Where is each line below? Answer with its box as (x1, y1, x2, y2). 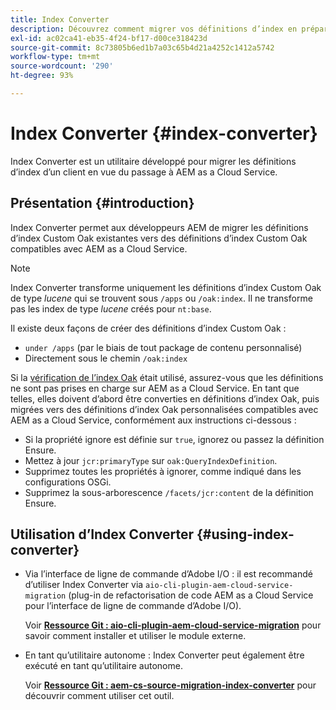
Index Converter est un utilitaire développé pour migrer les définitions (10, 155, 297, 167)
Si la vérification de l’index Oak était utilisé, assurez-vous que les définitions (10, 371, 324, 383)
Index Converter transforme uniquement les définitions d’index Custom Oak (10, 281, 322, 293)
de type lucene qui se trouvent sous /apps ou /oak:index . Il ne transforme (10, 292, 313, 304)
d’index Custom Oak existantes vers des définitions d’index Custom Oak (10, 232, 308, 244)
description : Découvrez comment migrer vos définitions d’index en (10, 24, 298, 34)
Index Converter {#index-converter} (10, 122, 318, 145)
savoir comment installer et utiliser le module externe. (24, 630, 247, 642)
